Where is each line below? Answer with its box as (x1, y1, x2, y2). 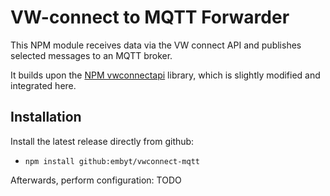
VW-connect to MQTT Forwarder (10, 6, 290, 29)
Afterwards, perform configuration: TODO (10, 174, 182, 186)
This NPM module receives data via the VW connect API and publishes (10, 39, 302, 51)
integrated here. (10, 79, 77, 91)
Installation (10, 109, 82, 126)
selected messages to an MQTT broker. (10, 49, 173, 61)
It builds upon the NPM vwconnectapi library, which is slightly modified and (10, 69, 321, 81)
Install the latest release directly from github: (10, 135, 195, 147)
